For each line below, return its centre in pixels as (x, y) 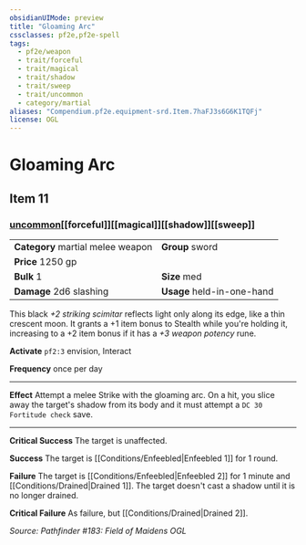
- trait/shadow (46, 78)
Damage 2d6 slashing (61, 291)
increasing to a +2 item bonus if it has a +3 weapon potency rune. (133, 333)
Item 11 (29, 199)
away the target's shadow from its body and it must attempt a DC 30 (136, 404)
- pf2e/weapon (44, 52)
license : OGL (34, 120)
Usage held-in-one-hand (217, 291)
